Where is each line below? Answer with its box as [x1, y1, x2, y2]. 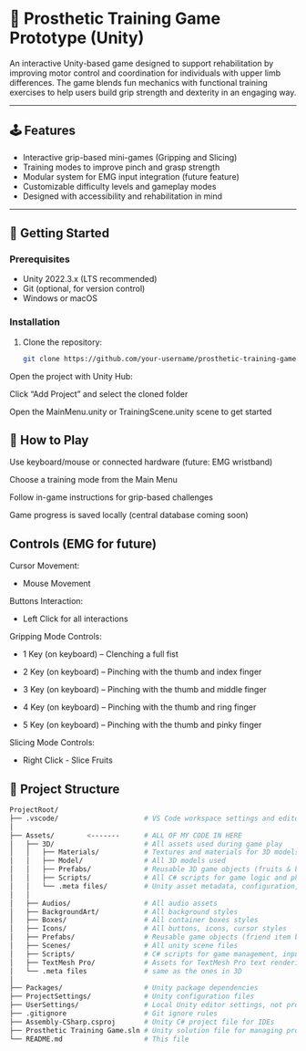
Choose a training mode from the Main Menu [9, 474, 178, 485]
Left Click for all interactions [22, 613, 129, 624]
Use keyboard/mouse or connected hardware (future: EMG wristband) [9, 456, 273, 468]
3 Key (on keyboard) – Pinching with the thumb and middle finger [22, 684, 267, 695]
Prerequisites [9, 253, 70, 265]
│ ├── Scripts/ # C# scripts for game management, [9, 949, 280, 959]
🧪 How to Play [9, 432, 89, 448]
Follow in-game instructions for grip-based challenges [9, 492, 214, 503]
